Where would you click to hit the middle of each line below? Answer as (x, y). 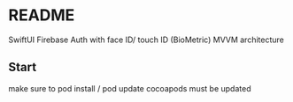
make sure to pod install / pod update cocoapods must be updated (130, 88)
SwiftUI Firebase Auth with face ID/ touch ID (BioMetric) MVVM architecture (146, 40)
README (42, 15)
